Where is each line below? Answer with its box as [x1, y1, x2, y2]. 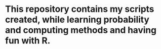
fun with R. [5, 35, 51, 47]
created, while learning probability [5, 14, 150, 25]
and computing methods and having [5, 25, 157, 36]
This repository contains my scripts [5, 3, 155, 15]
